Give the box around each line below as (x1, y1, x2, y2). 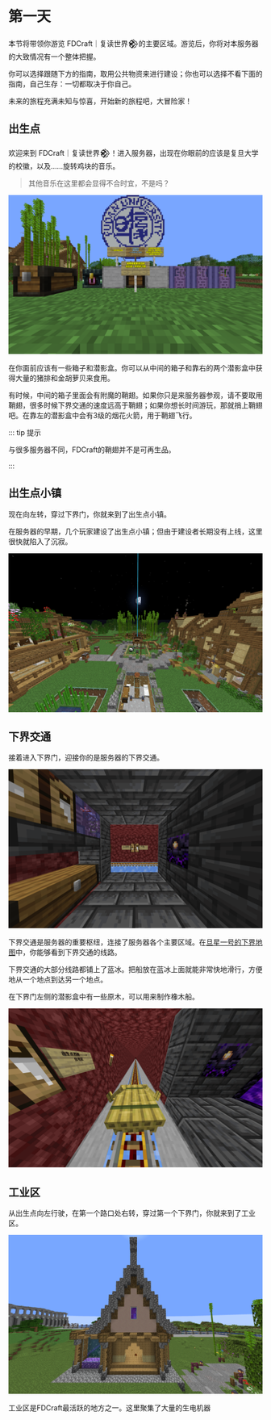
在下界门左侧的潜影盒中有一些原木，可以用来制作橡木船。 (8, 992, 199, 1002)
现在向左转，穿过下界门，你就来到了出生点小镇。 (8, 509, 171, 519)
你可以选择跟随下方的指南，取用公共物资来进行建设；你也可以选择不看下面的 (8, 69, 263, 78)
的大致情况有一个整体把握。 (8, 52, 101, 61)
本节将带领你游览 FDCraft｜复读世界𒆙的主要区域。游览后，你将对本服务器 (8, 38, 260, 48)
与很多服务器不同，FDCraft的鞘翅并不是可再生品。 (8, 445, 176, 454)
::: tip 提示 (8, 427, 42, 437)
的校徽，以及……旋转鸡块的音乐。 (8, 161, 120, 170)
